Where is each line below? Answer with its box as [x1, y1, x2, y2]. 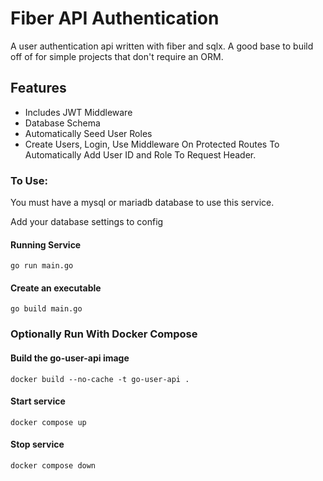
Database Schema [24, 117, 101, 129]
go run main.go [10, 261, 74, 271]
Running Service [10, 238, 82, 251]
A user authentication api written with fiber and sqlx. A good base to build [10, 40, 314, 52]
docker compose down [10, 460, 97, 471]
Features [10, 80, 67, 97]
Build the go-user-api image [10, 352, 130, 364]
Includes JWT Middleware [24, 106, 133, 118]
